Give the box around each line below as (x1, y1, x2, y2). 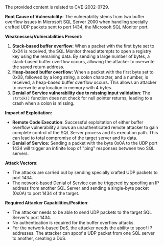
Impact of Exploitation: (5, 110, 52, 116)
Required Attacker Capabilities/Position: (5, 200, 89, 205)
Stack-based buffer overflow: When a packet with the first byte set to (12, 43, 155, 49)
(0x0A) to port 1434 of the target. (12, 191, 80, 196)
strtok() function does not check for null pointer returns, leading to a (12, 95, 153, 101)
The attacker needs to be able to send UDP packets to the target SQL (12, 209, 152, 215)
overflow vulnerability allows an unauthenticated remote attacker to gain (12, 124, 158, 130)
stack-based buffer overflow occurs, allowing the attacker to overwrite (12, 59, 155, 64)
